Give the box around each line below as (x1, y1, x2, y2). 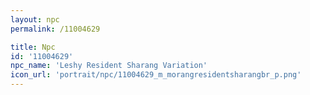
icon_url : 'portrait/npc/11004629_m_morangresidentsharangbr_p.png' (10, 70, 302, 80)
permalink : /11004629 (10, 24, 101, 34)
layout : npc (10, 14, 60, 25)
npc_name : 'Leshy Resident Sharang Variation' (10, 61, 208, 71)
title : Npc (10, 42, 56, 52)
